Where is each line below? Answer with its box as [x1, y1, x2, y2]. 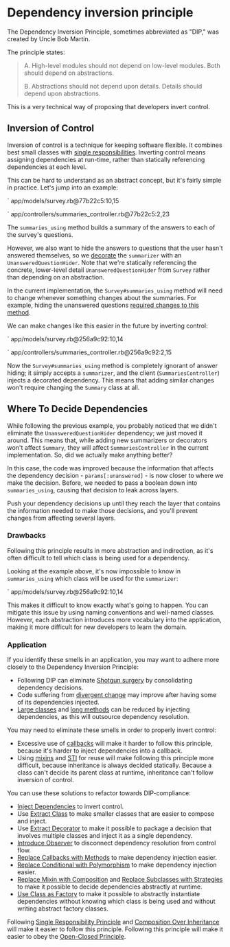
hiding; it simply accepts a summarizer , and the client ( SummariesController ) [7, 369, 220, 377]
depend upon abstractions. [23, 89, 101, 98]
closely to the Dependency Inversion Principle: [7, 663, 139, 671]
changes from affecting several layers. [7, 514, 116, 522]
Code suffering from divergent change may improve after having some [16, 691, 217, 699]
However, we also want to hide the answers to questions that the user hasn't [7, 244, 223, 252]
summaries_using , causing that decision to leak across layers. [7, 486, 179, 494]
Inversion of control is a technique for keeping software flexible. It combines [7, 141, 222, 149]
